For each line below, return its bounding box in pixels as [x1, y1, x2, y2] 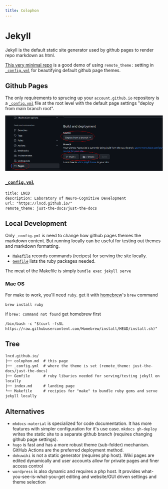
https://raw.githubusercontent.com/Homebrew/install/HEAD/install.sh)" [5, 326, 157, 331]
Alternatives [5, 407, 45, 415]
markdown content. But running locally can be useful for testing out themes [5, 238, 161, 244]
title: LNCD [5, 191, 30, 196]
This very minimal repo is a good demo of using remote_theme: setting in [5, 62, 154, 68]
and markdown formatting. [5, 243, 60, 249]
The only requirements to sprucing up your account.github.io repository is [5, 95, 159, 101]
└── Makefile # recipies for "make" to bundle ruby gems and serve [5, 388, 157, 394]
